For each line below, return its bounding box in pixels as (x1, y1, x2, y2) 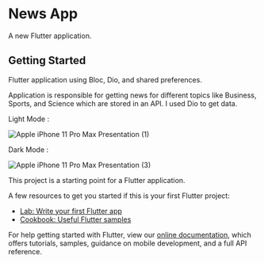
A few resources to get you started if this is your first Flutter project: (8, 191, 230, 200)
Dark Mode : (8, 144, 49, 154)
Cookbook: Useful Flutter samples (19, 215, 132, 224)
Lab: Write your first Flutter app (19, 206, 123, 215)
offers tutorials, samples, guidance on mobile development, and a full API (8, 238, 247, 248)
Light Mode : (8, 114, 50, 124)
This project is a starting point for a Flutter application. (8, 175, 186, 185)
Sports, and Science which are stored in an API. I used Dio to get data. (8, 98, 238, 108)
